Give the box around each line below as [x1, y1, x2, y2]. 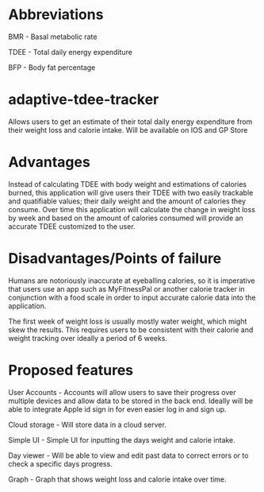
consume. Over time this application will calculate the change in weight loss [8, 204, 256, 214]
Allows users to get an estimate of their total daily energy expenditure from [8, 117, 253, 126]
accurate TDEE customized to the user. [8, 221, 136, 231]
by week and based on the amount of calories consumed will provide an [8, 213, 243, 223]
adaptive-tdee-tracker [8, 91, 159, 109]
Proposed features [8, 361, 134, 379]
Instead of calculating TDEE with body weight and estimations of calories [8, 179, 247, 188]
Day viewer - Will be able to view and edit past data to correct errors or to [8, 451, 249, 460]
